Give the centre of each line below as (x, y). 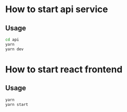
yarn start (17, 104)
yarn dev (14, 49)
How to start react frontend (64, 69)
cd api (12, 40)
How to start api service (57, 9)
